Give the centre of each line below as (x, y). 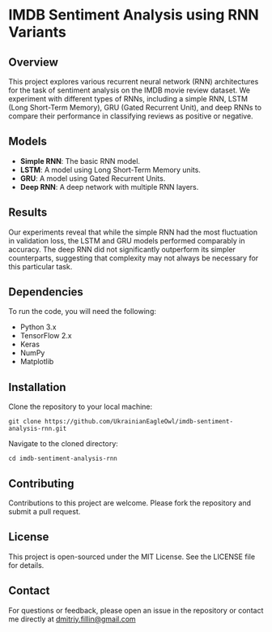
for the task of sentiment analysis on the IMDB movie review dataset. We (130, 90)
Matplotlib (37, 362)
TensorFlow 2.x (46, 336)
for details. (26, 565)
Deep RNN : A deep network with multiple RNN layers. (109, 187)
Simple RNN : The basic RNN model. (80, 161)
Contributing (41, 483)
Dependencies (46, 292)
